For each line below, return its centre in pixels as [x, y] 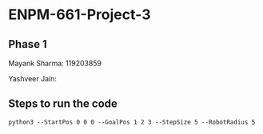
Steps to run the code [63, 104]
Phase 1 [28, 44]
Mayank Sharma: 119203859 [55, 63]
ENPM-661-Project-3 [80, 15]
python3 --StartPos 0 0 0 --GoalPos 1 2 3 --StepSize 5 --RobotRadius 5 [132, 122]
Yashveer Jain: [33, 79]
